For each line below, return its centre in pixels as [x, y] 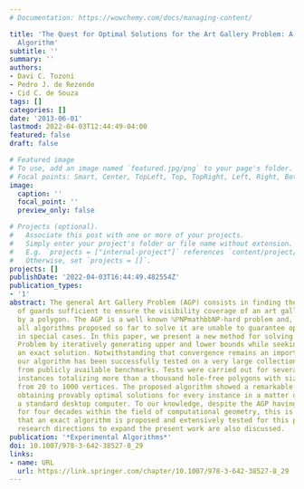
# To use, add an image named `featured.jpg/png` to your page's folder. [152, 168]
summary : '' [32, 60]
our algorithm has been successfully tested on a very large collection [157, 362]
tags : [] [26, 101]
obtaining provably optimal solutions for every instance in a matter [153, 395]
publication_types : [46, 286]
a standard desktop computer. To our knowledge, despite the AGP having [157, 404]
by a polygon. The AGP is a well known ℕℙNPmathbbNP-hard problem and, [156, 319]
